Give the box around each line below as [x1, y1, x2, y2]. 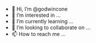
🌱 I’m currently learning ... [11, 18, 74, 24]
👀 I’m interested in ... [11, 12, 61, 19]
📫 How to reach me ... [11, 31, 66, 37]
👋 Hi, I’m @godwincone [11, 6, 68, 12]
